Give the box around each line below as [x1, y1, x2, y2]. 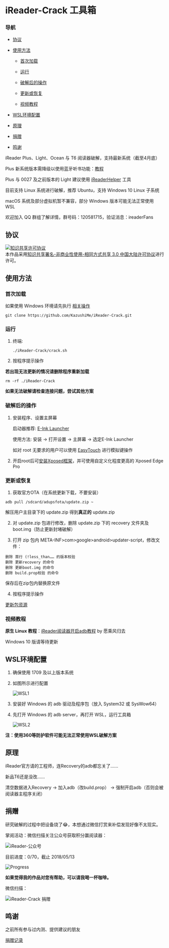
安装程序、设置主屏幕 [12, 414, 57, 421]
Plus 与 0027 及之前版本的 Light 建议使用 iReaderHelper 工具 [5, 176, 131, 183]
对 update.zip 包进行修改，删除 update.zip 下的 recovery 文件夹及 [12, 520, 149, 526]
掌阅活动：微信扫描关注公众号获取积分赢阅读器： [5, 832, 107, 838]
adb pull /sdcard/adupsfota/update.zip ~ [5, 499, 94, 504]
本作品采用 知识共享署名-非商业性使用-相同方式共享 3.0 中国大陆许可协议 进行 [5, 251, 164, 258]
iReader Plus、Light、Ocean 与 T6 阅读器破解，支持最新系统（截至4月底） [5, 155, 160, 161]
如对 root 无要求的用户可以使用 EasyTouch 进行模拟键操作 [12, 447, 133, 453]
